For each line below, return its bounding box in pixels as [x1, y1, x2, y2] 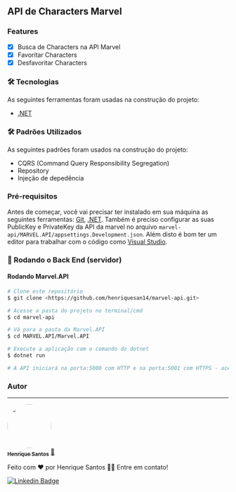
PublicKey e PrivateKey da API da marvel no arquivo [7, 222, 158, 231]
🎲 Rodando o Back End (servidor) [7, 255, 122, 265]
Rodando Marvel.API [7, 272, 69, 281]
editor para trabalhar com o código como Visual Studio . [7, 237, 168, 246]
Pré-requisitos [7, 192, 58, 201]
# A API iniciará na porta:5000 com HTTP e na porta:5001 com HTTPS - [7, 364, 218, 371]
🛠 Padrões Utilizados [7, 127, 82, 137]
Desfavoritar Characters [17, 58, 88, 67]
